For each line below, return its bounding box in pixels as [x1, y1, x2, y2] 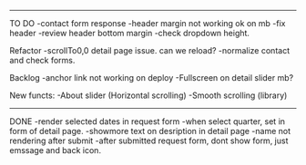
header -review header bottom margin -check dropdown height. [9, 28, 250, 38]
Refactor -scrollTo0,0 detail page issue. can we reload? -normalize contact [9, 45, 290, 55]
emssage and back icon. [9, 145, 102, 155]
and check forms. [9, 55, 76, 65]
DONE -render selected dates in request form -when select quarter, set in [9, 116, 285, 127]
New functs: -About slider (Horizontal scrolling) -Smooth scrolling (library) [9, 90, 288, 101]
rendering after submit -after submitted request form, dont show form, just [9, 135, 289, 146]
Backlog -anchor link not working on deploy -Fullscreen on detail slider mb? [9, 73, 294, 82]
